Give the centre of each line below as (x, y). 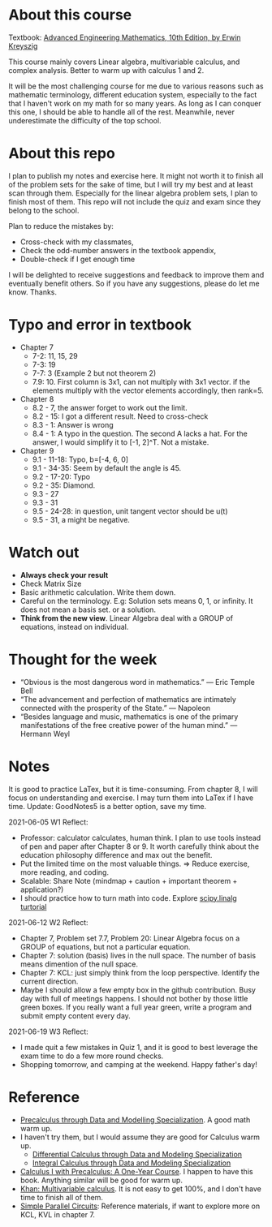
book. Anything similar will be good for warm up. (101, 1180)
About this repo (62, 154)
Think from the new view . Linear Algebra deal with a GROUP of (127, 618)
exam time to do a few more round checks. (92, 1056)
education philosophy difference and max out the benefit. (116, 855)
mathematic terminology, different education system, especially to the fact (133, 94)
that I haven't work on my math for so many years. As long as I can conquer (135, 103)
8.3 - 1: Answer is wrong (73, 424)
